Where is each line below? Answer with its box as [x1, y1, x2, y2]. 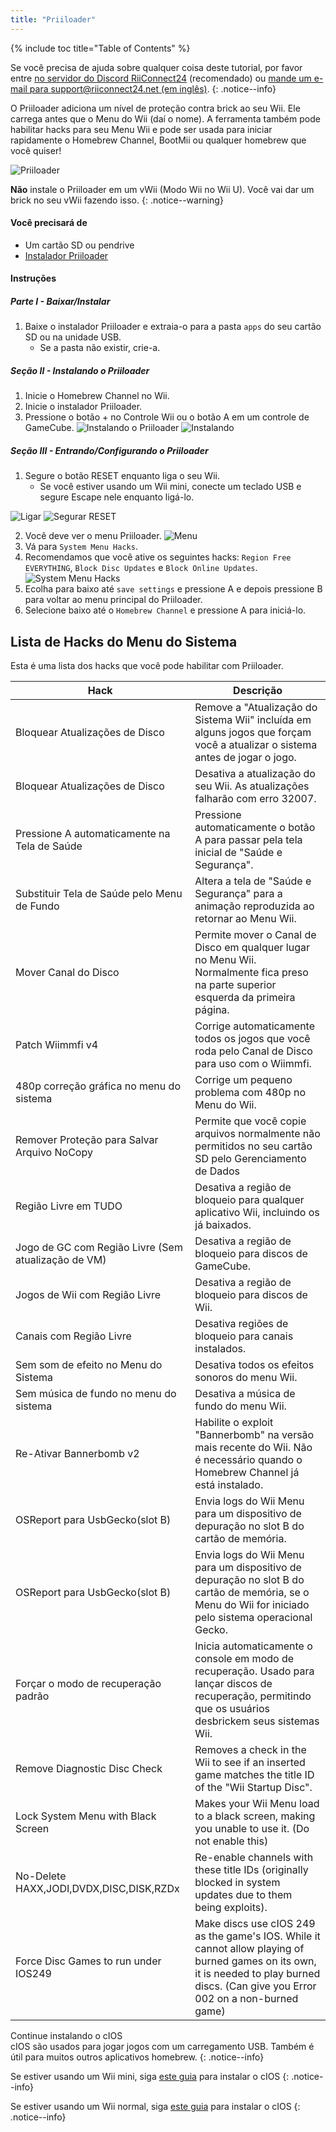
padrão [15, 1689, 50, 1703]
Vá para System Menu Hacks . [24, 541, 138, 553]
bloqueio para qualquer [194, 1193, 305, 1207]
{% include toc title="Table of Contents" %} [10, 42, 191, 54]
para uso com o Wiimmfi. [194, 1057, 312, 1071]
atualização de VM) [15, 1253, 107, 1267]
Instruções [10, 272, 57, 285]
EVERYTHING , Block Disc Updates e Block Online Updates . [24, 562, 258, 574]
